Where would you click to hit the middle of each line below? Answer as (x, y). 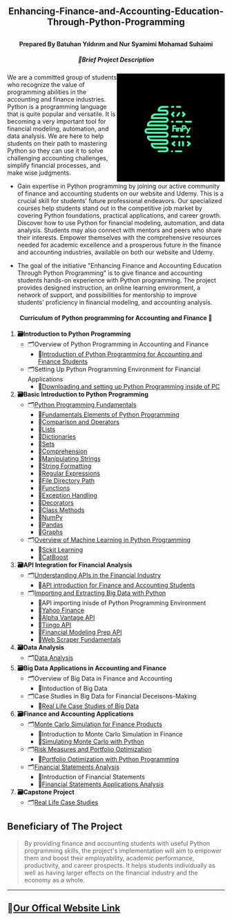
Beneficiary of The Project (65, 827)
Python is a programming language (57, 106)
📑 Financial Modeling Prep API (80, 632)
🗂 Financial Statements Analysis (73, 767)
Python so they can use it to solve (55, 151)
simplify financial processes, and (54, 165)
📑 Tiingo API (54, 625)
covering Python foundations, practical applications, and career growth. (119, 215)
